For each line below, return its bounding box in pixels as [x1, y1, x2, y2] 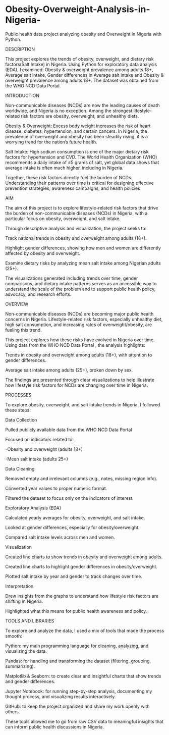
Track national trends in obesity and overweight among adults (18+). [5, 235, 147, 241]
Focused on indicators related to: [5, 436, 74, 442]
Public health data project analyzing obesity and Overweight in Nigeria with [5, 31, 162, 37]
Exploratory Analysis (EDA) [5, 505, 62, 511]
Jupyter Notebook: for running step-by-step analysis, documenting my [5, 688, 152, 694]
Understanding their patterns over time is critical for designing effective [5, 180, 154, 186]
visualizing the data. [5, 648, 47, 654]
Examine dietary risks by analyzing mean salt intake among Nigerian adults [5, 260, 161, 266]
